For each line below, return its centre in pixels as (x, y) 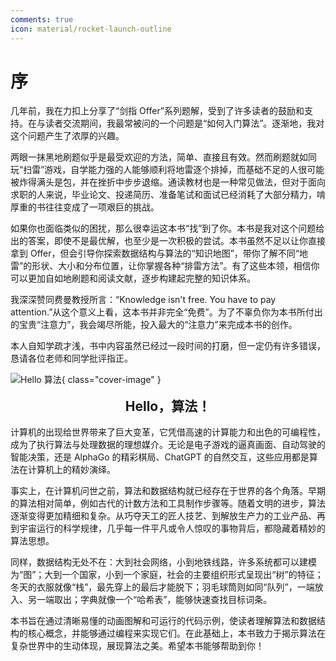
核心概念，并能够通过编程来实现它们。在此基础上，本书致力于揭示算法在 (176, 633)
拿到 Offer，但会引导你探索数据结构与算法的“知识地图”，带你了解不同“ (155, 253)
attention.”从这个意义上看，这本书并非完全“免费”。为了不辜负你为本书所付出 (166, 312)
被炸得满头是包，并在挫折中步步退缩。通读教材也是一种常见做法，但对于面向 (168, 182)
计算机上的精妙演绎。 (71, 470)
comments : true (42, 19)
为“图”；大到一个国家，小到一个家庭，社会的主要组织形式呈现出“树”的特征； (167, 575)
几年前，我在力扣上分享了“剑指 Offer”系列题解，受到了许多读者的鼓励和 (157, 111)
